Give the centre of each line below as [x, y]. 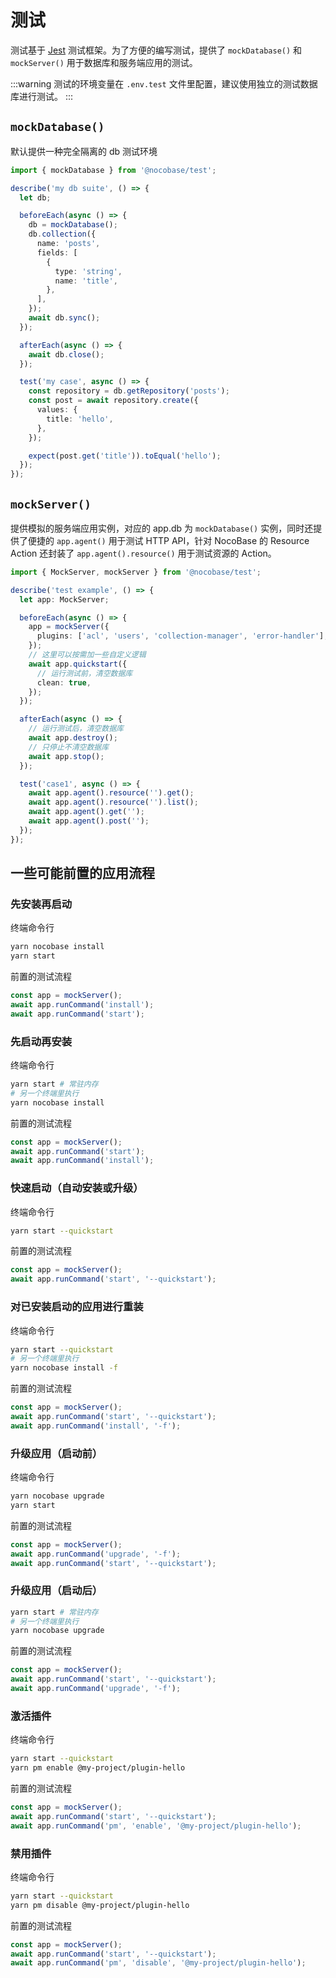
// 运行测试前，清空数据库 [84, 673]
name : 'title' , [86, 281]
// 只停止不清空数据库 [69, 747]
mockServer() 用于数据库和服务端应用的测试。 [104, 62]
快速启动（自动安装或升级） [77, 1188]
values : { [57, 410]
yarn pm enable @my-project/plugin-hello [98, 1768]
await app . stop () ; [66, 756]
